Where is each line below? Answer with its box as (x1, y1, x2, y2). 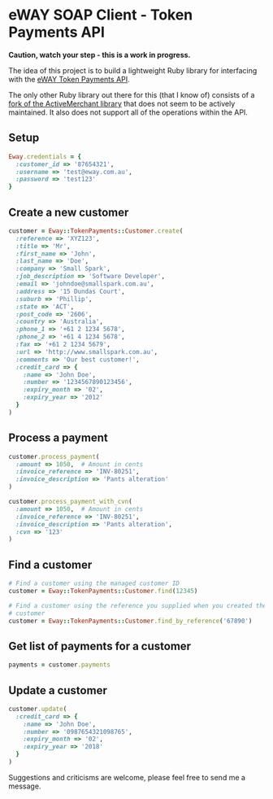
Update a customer (8, 683, 107, 697)
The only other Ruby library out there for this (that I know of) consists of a (8, 90, 255, 99)
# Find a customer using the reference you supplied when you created (8, 601, 253, 609)
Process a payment (8, 431, 108, 445)
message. (8, 781, 41, 791)
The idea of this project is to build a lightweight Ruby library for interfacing (8, 65, 258, 75)
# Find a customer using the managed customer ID (8, 579, 180, 587)
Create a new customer (8, 205, 129, 219)
